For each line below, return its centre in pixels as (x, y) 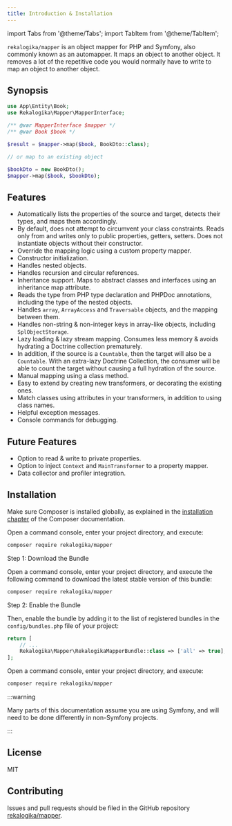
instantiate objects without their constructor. (80, 244)
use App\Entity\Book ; (38, 107)
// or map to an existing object (55, 156)
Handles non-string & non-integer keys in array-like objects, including (116, 324)
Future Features (42, 441)
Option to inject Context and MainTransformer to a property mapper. (113, 466)
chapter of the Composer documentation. (66, 519)
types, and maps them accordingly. (67, 222)
